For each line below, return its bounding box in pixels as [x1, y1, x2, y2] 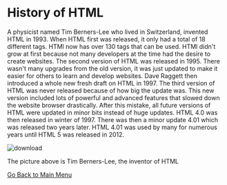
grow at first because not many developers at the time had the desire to [7, 50, 211, 58]
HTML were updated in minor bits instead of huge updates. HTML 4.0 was [7, 108, 218, 117]
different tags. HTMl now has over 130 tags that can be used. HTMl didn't [7, 42, 216, 50]
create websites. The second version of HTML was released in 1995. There [7, 57, 221, 65]
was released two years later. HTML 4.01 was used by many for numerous [7, 123, 217, 131]
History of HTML [7, 5, 104, 21]
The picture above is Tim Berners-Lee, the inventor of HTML [7, 157, 179, 165]
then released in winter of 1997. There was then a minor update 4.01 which [7, 115, 219, 124]
